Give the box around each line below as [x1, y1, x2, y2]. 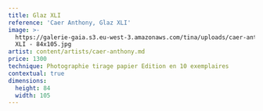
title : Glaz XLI [8, 11, 61, 20]
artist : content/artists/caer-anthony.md [8, 48, 146, 55]
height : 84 [15, 84, 51, 92]
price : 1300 [8, 55, 47, 63]
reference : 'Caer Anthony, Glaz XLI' [8, 19, 131, 27]
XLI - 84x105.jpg [15, 41, 72, 48]
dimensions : [8, 77, 47, 84]
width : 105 [15, 91, 51, 99]
